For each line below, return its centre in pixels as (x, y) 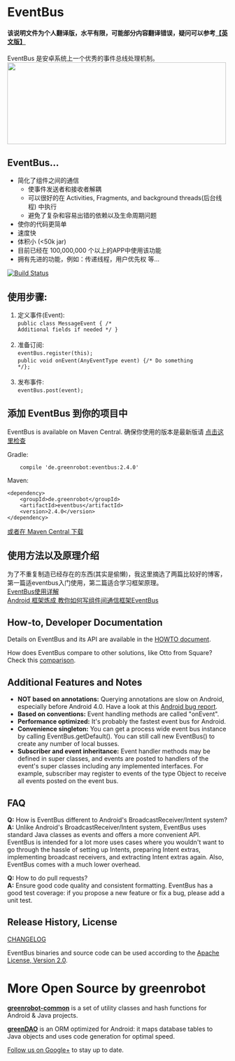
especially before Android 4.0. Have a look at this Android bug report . (117, 707)
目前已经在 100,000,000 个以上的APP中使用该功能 (90, 251)
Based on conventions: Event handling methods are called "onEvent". (118, 714)
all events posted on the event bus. (68, 781)
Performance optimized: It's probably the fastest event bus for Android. (121, 722)
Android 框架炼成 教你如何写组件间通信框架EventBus (83, 600)
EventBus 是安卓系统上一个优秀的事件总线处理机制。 (83, 58)
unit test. (20, 901)
